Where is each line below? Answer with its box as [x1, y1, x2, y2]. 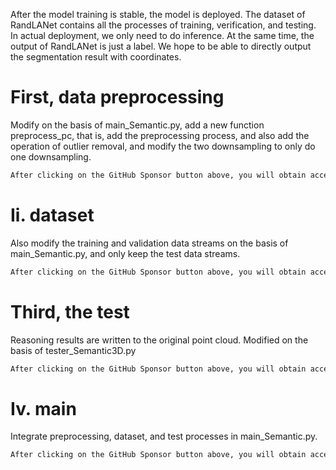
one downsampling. [10, 150, 92, 163]
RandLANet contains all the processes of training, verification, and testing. [10, 19, 317, 31]
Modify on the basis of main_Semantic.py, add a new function [10, 119, 265, 131]
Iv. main [10, 397, 77, 420]
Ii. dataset [10, 204, 95, 226]
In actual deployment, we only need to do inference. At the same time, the [10, 30, 315, 41]
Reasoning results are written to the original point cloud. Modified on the [10, 334, 309, 346]
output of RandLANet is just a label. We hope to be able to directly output [10, 40, 312, 52]
